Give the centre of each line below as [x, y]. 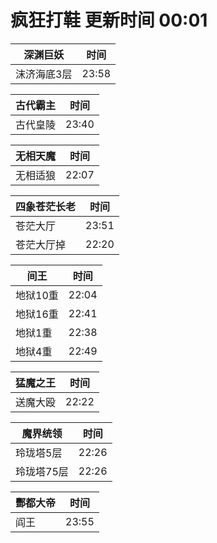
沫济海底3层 [44, 74]
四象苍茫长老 [46, 206]
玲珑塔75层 [42, 471]
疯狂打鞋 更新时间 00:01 [109, 20]
